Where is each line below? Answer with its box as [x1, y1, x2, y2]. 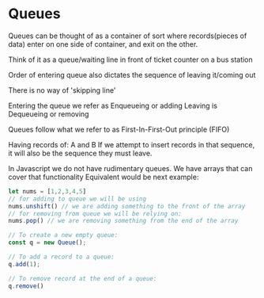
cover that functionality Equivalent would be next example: [8, 172, 199, 181]
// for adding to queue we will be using [8, 195, 147, 203]
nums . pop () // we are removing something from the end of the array [8, 217, 239, 225]
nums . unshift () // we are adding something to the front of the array [8, 202, 246, 210]
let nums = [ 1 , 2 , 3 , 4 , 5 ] [8, 187, 87, 195]
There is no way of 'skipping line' [8, 85, 116, 95]
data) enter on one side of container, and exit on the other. [8, 39, 198, 48]
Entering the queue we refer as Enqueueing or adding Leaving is [8, 101, 217, 110]
